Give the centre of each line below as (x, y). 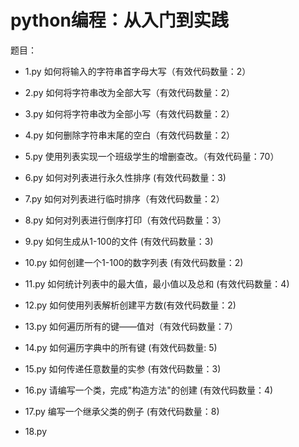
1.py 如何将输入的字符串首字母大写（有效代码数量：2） (138, 71)
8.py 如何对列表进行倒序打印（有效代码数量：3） (125, 220)
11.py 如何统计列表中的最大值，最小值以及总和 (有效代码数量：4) (157, 283)
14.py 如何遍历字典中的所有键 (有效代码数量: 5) (121, 347)
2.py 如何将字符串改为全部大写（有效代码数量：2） (130, 92)
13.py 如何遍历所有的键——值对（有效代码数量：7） (131, 326)
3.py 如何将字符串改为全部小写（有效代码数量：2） (129, 113)
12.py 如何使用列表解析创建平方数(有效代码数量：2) (130, 305)
